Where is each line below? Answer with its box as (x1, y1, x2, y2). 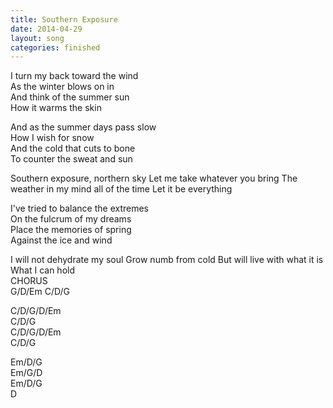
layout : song (10, 33, 65, 43)
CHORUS (10, 275, 48, 287)
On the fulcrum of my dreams (10, 213, 132, 225)
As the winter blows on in (10, 81, 115, 93)
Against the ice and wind (10, 234, 113, 246)
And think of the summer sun (10, 91, 130, 103)
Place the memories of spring (10, 224, 132, 236)
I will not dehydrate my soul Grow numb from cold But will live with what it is (10, 254, 324, 266)
